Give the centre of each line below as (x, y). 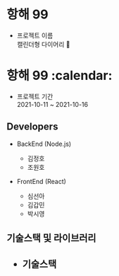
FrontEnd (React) (41, 181)
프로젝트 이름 (35, 35)
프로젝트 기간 (35, 96)
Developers (32, 127)
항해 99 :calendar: (60, 76)
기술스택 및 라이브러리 (51, 238)
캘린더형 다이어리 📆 (43, 44)
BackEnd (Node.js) (44, 144)
